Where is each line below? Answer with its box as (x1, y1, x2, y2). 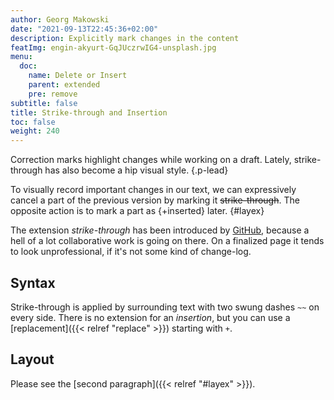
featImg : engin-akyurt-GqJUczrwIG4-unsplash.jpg (10, 42, 217, 53)
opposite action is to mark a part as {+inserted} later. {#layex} (10, 205, 265, 217)
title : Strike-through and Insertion (10, 107, 168, 118)
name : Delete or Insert (28, 71, 128, 81)
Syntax (10, 274, 56, 291)
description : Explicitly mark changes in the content (10, 33, 240, 43)
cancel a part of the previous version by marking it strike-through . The (10, 194, 300, 206)
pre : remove (28, 89, 78, 99)
